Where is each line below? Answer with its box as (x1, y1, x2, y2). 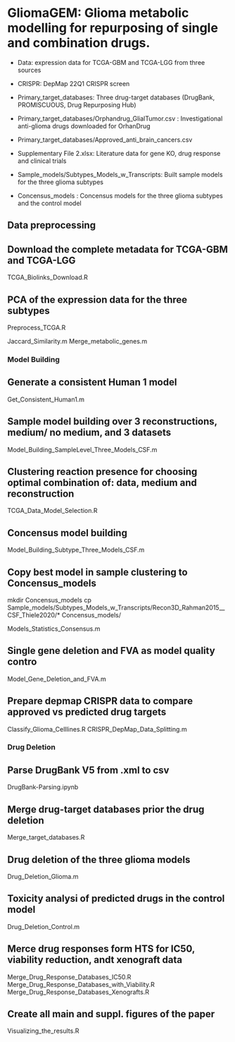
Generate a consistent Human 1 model (7, 376, 177, 389)
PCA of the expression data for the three (7, 293, 188, 305)
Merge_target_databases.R (7, 833, 85, 842)
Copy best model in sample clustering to (7, 566, 188, 578)
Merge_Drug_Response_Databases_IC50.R (7, 972, 132, 981)
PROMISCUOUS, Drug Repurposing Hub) (17, 100, 136, 109)
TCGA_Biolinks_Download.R (7, 273, 88, 281)
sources (17, 66, 42, 74)
